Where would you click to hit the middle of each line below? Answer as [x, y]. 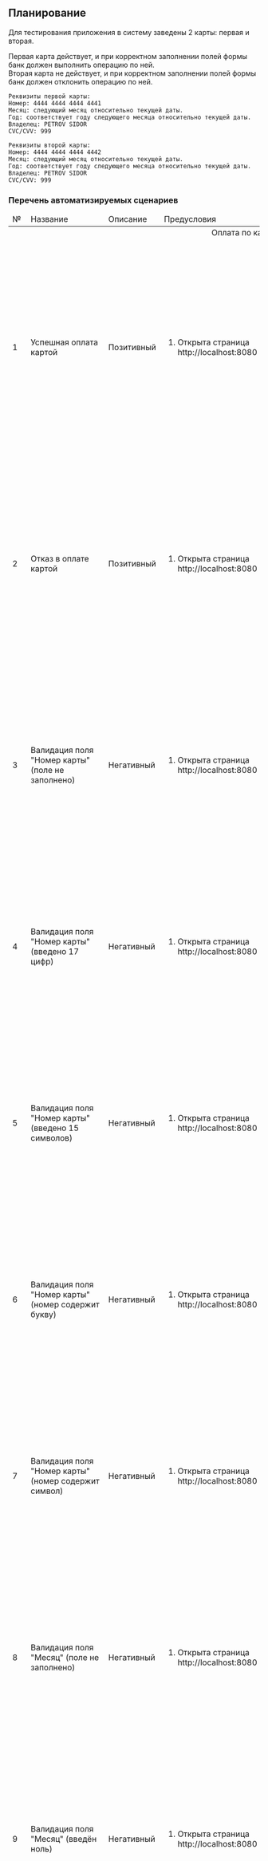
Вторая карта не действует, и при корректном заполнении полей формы [132, 73]
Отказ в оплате [60, 559]
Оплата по [231, 233]
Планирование [47, 13]
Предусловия [190, 219]
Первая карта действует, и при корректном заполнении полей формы [128, 56]
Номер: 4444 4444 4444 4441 [55, 103]
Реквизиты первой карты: [49, 96]
